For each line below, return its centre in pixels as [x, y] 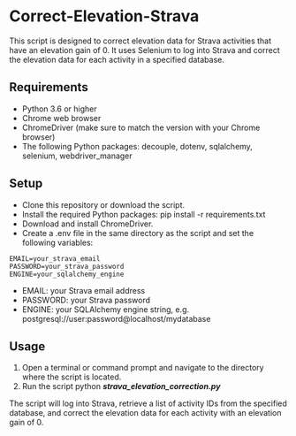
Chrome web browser [61, 118]
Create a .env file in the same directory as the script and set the [138, 233]
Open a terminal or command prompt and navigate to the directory [143, 368]
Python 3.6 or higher [59, 109]
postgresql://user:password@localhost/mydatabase [116, 318]
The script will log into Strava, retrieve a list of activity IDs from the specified [148, 403]
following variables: [57, 242]
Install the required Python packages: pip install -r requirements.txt [144, 214]
